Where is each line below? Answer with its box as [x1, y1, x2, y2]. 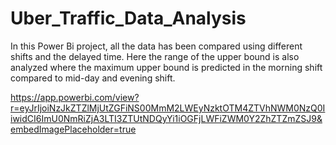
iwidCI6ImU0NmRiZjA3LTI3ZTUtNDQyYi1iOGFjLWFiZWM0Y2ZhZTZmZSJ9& [10, 112, 323, 124]
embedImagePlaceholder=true [10, 123, 137, 135]
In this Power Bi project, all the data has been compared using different [10, 40, 303, 52]
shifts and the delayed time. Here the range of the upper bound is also [10, 50, 300, 62]
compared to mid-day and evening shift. [10, 72, 176, 84]
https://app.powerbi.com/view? [10, 91, 140, 103]
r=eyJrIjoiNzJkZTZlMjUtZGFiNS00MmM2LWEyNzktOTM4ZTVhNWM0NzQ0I [10, 102, 326, 114]
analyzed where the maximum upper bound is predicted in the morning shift [10, 61, 323, 73]
